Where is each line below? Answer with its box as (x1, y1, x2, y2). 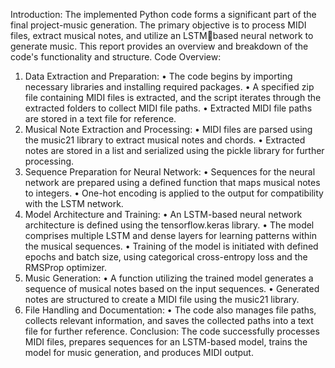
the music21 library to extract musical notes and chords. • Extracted (24, 134, 306, 146)
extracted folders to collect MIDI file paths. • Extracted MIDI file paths (24, 102, 313, 114)
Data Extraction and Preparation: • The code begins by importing (24, 70, 293, 82)
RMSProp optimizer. (24, 262, 108, 273)
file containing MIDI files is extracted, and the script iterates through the (24, 92, 322, 103)
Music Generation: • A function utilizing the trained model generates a (24, 272, 314, 284)
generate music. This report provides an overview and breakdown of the (10, 40, 309, 52)
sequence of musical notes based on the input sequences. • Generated (24, 283, 320, 294)
